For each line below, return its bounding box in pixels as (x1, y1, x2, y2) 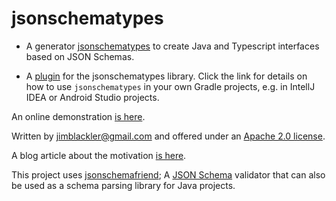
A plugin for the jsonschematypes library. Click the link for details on (25, 70, 308, 82)
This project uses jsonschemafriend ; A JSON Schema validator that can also (11, 168, 326, 181)
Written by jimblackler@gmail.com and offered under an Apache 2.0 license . (11, 130, 326, 142)
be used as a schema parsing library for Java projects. (11, 179, 236, 191)
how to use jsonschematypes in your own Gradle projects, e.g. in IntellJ (25, 80, 316, 92)
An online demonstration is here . (11, 110, 146, 122)
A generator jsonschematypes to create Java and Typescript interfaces (25, 40, 320, 52)
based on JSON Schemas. (25, 50, 135, 62)
